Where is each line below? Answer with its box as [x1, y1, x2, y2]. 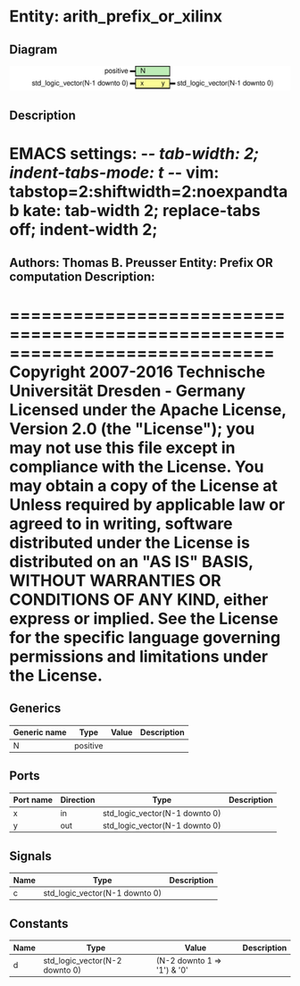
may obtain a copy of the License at [9, 475, 279, 496]
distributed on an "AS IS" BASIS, [9, 551, 254, 572]
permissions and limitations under [9, 646, 269, 666]
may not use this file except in [9, 438, 236, 457]
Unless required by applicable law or [9, 494, 286, 514]
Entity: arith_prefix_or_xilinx [9, 6, 223, 27]
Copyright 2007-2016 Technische [9, 362, 266, 381]
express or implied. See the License [9, 608, 279, 629]
